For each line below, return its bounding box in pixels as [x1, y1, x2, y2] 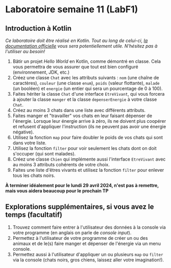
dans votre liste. [12, 140, 47, 146]
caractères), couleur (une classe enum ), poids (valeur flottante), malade [12, 80, 160, 86]
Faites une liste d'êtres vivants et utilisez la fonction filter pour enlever [12, 167, 164, 173]
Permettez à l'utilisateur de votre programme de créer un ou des [12, 235, 148, 241]
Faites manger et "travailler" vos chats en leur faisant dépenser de [12, 113, 152, 119]
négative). [12, 129, 34, 135]
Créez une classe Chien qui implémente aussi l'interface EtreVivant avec [12, 156, 166, 162]
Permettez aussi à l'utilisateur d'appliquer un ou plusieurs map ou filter [12, 251, 163, 257]
